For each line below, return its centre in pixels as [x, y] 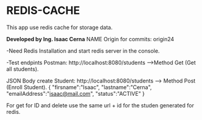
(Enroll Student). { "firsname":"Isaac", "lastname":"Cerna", [79, 87]
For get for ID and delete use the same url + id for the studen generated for [100, 105]
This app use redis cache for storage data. [60, 27]
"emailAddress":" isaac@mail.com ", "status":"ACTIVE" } [75, 93]
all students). [23, 69]
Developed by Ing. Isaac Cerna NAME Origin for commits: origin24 [90, 39]
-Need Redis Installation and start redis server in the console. [83, 51]
